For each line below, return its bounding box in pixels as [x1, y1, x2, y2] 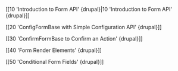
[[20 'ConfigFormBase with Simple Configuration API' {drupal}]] [5, 24, 162, 30]
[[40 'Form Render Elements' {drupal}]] [5, 47, 102, 54]
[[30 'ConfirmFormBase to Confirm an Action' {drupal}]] [5, 35, 143, 42]
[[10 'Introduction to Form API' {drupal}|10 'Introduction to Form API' [5, 6, 173, 13]
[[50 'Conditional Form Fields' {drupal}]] [5, 58, 104, 65]
